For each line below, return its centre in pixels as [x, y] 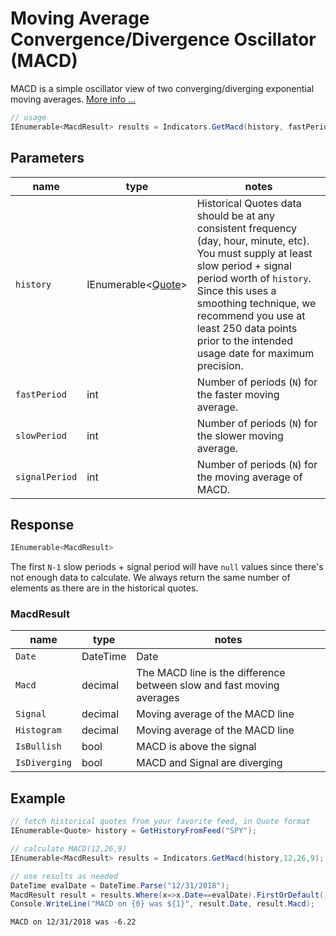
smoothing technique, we [256, 303]
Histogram [38, 730]
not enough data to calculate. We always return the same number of [150, 578]
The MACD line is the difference [211, 673]
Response [42, 524]
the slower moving [240, 435]
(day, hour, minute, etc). [253, 240]
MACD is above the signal [196, 747]
